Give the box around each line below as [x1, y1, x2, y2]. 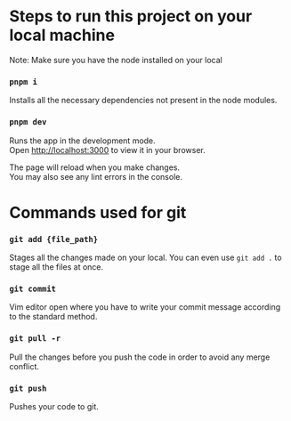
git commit [9, 283, 56, 294]
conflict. [9, 360, 40, 371]
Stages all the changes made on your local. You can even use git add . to [9, 252, 282, 263]
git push [9, 383, 47, 393]
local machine [9, 25, 116, 45]
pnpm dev [9, 117, 47, 127]
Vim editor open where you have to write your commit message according [9, 302, 281, 312]
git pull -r [9, 334, 61, 344]
